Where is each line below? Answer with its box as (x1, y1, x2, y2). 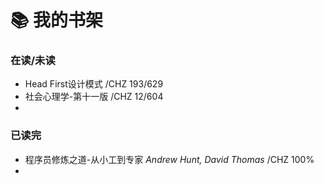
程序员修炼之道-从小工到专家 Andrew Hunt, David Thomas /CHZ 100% (24, 153, 315, 165)
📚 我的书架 (10, 9, 104, 32)
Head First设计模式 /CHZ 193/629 (24, 78, 164, 90)
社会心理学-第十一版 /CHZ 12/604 (24, 91, 164, 103)
